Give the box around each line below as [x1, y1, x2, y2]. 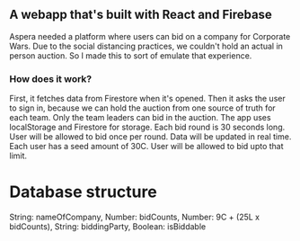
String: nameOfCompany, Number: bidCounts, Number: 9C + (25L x [9, 211, 260, 223]
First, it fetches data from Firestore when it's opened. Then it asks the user [9, 94, 286, 104]
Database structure [9, 182, 157, 202]
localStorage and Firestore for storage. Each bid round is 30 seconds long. [9, 121, 286, 133]
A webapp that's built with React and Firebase [9, 7, 272, 22]
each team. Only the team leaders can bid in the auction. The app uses [9, 112, 271, 123]
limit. [9, 150, 28, 161]
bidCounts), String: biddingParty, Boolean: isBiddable [9, 221, 207, 232]
